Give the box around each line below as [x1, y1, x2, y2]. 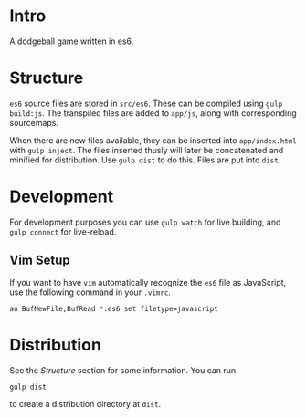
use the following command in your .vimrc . [9, 287, 172, 298]
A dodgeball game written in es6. [9, 36, 134, 47]
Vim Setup [9, 253, 70, 268]
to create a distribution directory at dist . [9, 399, 162, 410]
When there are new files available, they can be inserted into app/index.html [9, 134, 297, 146]
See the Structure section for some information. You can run [9, 364, 237, 375]
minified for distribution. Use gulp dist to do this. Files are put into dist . [9, 154, 281, 165]
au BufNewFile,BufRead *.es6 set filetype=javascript [9, 304, 219, 313]
